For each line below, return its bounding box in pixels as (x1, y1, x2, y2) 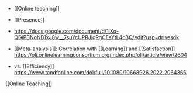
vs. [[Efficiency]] (13, 63, 54, 70)
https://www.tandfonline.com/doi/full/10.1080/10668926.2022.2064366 (13, 69, 187, 75)
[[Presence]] (13, 16, 45, 23)
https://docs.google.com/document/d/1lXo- (13, 27, 119, 35)
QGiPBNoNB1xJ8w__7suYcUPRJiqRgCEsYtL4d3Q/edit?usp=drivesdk (13, 34, 180, 40)
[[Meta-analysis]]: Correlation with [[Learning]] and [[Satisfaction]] (13, 45, 175, 52)
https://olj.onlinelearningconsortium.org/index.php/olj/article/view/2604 (13, 51, 188, 58)
